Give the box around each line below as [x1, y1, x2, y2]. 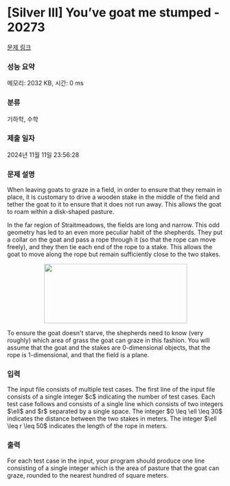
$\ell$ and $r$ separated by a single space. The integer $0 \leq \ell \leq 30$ [7, 408, 223, 416]
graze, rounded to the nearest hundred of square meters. [7, 471, 169, 479]
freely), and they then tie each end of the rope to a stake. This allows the [7, 243, 213, 251]
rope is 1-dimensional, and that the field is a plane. [7, 351, 150, 359]
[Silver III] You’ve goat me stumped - [7, 5, 220, 21]
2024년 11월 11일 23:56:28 [7, 150, 80, 159]
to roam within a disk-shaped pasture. [7, 208, 115, 216]
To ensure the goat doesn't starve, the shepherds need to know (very [7, 329, 204, 337]
